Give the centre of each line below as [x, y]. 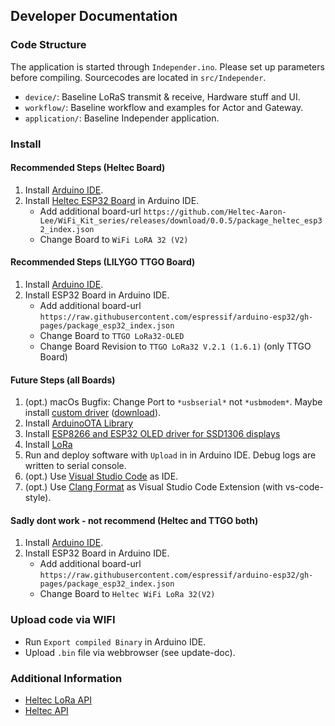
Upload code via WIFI [63, 620]
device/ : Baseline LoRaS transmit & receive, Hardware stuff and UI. [162, 96]
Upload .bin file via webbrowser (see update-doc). [130, 652]
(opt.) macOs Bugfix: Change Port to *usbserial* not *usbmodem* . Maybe [173, 402]
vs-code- [304, 487]
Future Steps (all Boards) [63, 380]
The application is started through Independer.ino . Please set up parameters [167, 66]
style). [38, 498]
